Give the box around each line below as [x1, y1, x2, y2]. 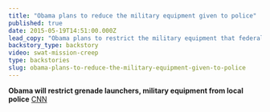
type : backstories [8, 57, 70, 65]
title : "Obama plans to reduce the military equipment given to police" [8, 11, 257, 20]
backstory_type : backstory [8, 42, 99, 50]
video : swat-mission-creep [8, 49, 99, 57]
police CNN [8, 94, 47, 104]
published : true [8, 19, 63, 27]
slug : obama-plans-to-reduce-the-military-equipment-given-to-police [8, 64, 247, 72]
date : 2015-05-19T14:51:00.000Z [8, 26, 117, 34]
